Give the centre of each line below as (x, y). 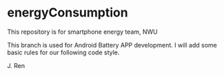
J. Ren (16, 65)
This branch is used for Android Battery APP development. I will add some (112, 45)
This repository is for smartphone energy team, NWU (83, 32)
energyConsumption (68, 13)
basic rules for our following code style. (63, 52)
